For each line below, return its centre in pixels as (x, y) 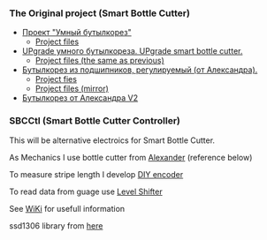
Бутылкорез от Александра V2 (80, 98)
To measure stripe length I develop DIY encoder (96, 174)
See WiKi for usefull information (67, 208)
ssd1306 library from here (56, 225)
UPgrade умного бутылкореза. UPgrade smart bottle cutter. (132, 51)
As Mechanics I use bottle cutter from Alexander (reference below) (131, 157)
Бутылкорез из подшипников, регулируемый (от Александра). (140, 70)
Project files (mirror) (72, 89)
